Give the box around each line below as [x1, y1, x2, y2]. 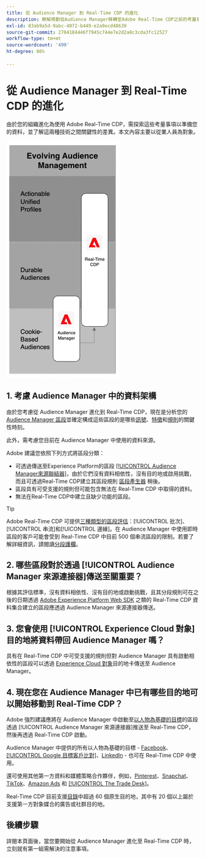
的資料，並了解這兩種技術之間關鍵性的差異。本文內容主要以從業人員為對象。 [6, 128, 199, 135]
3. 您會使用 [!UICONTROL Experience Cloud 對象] [6, 623, 195, 634]
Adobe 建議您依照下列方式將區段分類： [6, 449, 105, 457]
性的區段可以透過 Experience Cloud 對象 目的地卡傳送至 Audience [11, 660, 176, 667]
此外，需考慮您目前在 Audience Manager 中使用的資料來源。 [6, 436, 159, 443]
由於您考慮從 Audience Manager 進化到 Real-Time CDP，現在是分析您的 [6, 408, 188, 415]
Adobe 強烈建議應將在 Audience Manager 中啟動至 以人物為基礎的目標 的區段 [6, 715, 198, 723]
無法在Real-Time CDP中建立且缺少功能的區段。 [15, 493, 134, 500]
